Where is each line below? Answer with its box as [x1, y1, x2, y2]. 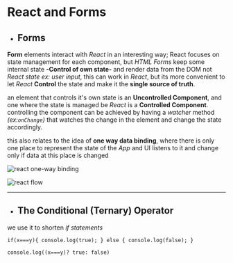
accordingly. [7, 123, 43, 131]
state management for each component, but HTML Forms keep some [7, 58, 205, 66]
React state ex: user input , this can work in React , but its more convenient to [7, 72, 225, 81]
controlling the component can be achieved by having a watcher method [7, 109, 215, 116]
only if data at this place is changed [7, 151, 109, 159]
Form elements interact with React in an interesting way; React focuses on [7, 50, 220, 58]
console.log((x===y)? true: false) [7, 248, 110, 256]
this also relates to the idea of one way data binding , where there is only [7, 136, 215, 145]
